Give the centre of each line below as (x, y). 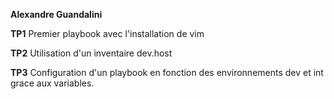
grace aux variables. (52, 83)
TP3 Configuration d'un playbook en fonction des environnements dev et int (167, 72)
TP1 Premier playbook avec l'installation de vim (107, 33)
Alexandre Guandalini (56, 14)
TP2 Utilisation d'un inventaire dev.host (91, 53)
